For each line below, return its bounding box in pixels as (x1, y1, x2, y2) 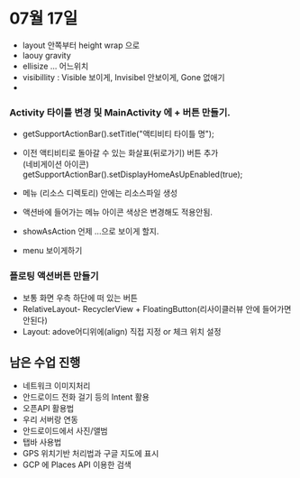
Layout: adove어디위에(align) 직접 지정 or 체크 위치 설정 (22, 326, 222, 336)
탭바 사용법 (22, 437, 62, 447)
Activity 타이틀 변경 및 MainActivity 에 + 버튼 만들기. (9, 106, 232, 118)
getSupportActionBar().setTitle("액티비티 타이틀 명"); (22, 128, 214, 140)
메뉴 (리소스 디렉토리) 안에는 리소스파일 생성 (22, 188, 178, 198)
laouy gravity (22, 50, 72, 60)
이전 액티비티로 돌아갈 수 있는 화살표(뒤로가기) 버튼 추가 (22, 148, 219, 159)
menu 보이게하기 (22, 245, 83, 256)
